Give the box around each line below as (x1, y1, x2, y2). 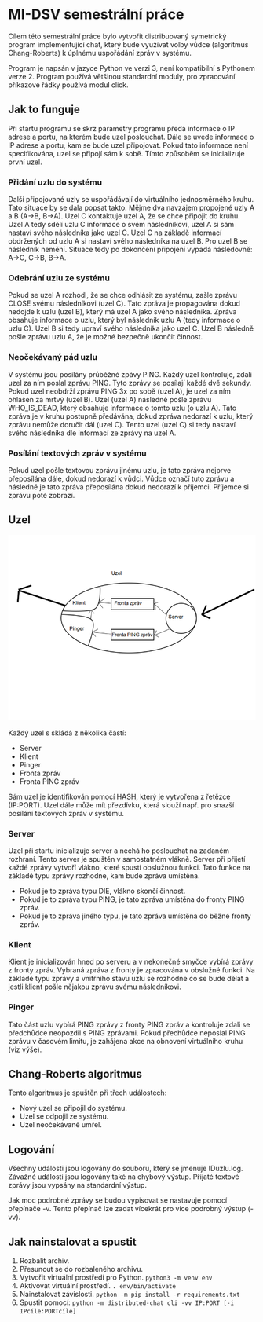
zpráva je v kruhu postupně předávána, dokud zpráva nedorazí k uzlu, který (8, 411, 254, 421)
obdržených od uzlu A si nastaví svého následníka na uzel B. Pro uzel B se (8, 236, 248, 246)
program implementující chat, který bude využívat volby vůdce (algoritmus (8, 39, 249, 49)
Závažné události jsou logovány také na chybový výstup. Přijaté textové (8, 1172, 239, 1181)
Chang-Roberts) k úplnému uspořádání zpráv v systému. (8, 48, 192, 57)
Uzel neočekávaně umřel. (19, 1120, 102, 1130)
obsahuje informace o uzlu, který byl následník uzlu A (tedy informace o (8, 316, 241, 325)
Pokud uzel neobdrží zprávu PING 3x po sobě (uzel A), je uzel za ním (8, 386, 232, 396)
